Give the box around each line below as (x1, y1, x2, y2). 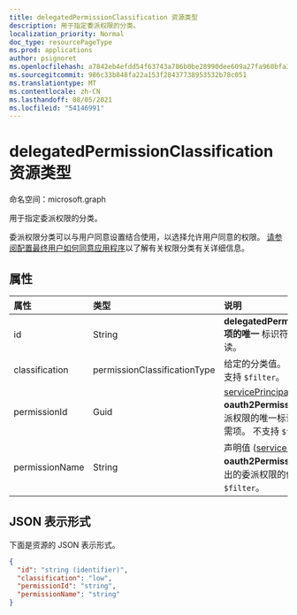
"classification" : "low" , (17, 573, 113, 582)
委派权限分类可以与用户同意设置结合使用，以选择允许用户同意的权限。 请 (9, 232, 275, 242)
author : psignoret (9, 54, 77, 63)
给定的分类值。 (224, 357, 286, 370)
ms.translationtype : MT (9, 79, 97, 88)
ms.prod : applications (9, 46, 93, 55)
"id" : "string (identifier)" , (17, 565, 128, 574)
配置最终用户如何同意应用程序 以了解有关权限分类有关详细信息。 (16, 242, 249, 253)
